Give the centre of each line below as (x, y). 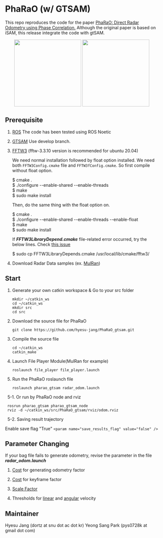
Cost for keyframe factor (37, 480)
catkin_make (24, 352)
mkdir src (22, 307)
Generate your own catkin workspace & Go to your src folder (73, 290)
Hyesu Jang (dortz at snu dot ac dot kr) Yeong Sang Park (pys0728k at (76, 525)
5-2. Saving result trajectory (35, 419)
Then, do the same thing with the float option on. (61, 205)
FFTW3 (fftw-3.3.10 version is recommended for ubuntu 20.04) (75, 151)
